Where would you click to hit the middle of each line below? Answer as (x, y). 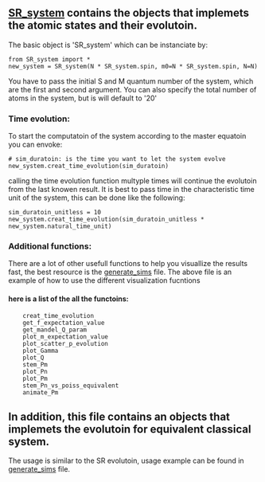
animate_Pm (41, 392)
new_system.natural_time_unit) (60, 226)
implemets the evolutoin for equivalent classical (130, 429)
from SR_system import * (49, 59)
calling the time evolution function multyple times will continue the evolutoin (132, 181)
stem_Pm (35, 364)
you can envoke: (35, 145)
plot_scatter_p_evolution (66, 343)
